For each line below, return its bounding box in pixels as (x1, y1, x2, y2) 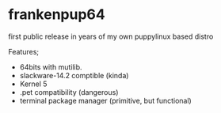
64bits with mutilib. (19, 62, 82, 72)
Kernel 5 (19, 79, 48, 89)
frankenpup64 (8, 6, 105, 24)
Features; (8, 47, 40, 56)
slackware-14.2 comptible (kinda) (19, 70, 129, 80)
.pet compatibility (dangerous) (19, 87, 119, 96)
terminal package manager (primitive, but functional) (19, 96, 192, 105)
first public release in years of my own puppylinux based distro (8, 32, 214, 41)
